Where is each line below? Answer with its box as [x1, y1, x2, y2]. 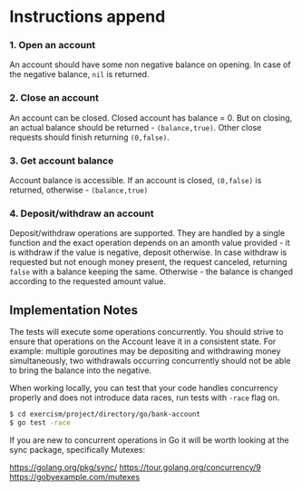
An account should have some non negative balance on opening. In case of [9, 59, 292, 70]
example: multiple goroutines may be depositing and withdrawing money [9, 346, 281, 357]
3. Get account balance [9, 154, 114, 167]
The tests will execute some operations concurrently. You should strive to [9, 327, 284, 338]
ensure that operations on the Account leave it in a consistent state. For [9, 336, 277, 347]
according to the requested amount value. [9, 276, 166, 287]
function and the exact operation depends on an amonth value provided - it [9, 238, 290, 249]
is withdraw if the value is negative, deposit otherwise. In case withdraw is [9, 247, 287, 258]
